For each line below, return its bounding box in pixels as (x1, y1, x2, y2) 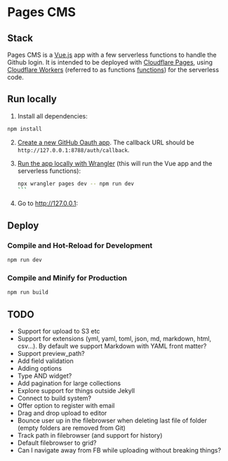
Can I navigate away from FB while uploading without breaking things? (17, 446, 222, 454)
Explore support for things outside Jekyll (17, 386, 135, 394)
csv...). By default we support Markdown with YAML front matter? (17, 341, 207, 350)
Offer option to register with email (17, 401, 115, 410)
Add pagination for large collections (17, 379, 121, 387)
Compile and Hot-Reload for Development (7, 240, 153, 250)
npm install (7, 125, 42, 132)
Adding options (17, 364, 62, 372)
